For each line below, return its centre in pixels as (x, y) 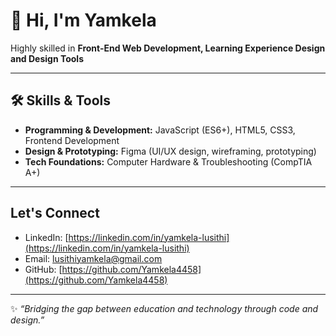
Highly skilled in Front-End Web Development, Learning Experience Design (168, 48)
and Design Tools (47, 58)
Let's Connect (55, 213)
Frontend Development (72, 140)
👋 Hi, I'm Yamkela (83, 20)
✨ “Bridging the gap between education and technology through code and (164, 308)
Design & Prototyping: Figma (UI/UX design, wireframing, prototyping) (170, 151)
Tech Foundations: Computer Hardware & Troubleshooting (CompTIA (168, 161)
